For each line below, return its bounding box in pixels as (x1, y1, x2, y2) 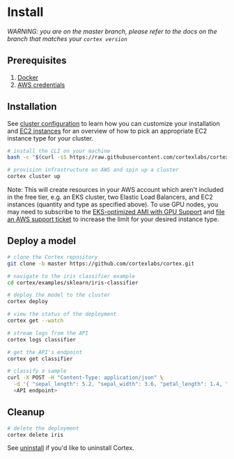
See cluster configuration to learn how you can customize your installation (7, 119, 221, 127)
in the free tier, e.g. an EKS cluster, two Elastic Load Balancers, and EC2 (7, 193, 214, 202)
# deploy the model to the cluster (7, 291, 111, 299)
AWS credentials (17, 81, 65, 89)
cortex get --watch (7, 317, 64, 324)
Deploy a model (7, 235, 77, 247)
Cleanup (7, 406, 45, 418)
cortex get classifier (7, 355, 73, 362)
